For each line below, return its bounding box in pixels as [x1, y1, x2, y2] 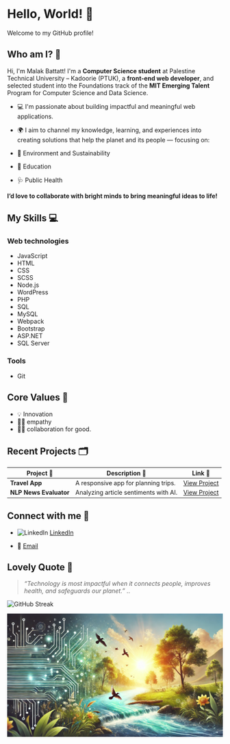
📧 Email [16, 541, 39, 550]
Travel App [10, 479, 42, 487]
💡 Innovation [16, 410, 53, 418]
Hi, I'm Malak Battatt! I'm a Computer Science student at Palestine [7, 66, 196, 75]
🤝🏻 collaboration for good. [16, 424, 92, 433]
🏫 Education [16, 162, 51, 170]
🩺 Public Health [16, 176, 63, 184]
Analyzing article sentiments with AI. [75, 489, 178, 497]
